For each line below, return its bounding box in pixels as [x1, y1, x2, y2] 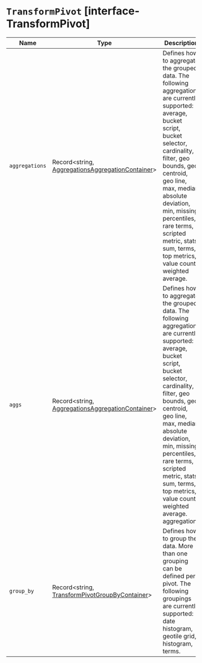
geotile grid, [162, 632, 197, 640]
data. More [162, 542, 194, 550]
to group [162, 534, 187, 542]
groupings [162, 594, 192, 602]
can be [162, 564, 182, 572]
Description [164, 38, 198, 47]
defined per [162, 572, 196, 580]
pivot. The [162, 579, 191, 587]
